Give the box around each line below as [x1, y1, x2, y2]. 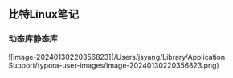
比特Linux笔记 [8, 7, 79, 21]
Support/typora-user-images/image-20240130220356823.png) [8, 60, 219, 70]
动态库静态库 [8, 33, 59, 45]
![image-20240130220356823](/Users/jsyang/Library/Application [8, 52, 226, 61]
